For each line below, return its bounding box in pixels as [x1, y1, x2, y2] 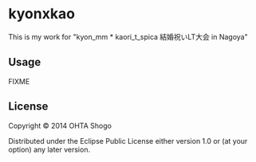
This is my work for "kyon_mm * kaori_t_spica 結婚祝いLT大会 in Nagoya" [8, 32, 249, 41]
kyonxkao [8, 5, 76, 23]
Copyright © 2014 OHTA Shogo [8, 121, 112, 130]
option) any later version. [8, 145, 90, 154]
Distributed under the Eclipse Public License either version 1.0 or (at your [8, 136, 248, 145]
